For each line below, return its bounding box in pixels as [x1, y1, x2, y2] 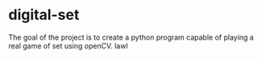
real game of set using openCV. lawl [8, 40, 128, 50]
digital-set [8, 6, 80, 24]
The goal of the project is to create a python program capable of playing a [8, 32, 254, 42]
